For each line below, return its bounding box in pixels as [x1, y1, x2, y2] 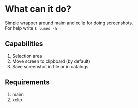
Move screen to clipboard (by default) [12, 58, 91, 64]
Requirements [5, 78, 50, 87]
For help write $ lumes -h [5, 25, 57, 31]
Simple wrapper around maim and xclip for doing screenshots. [5, 20, 133, 26]
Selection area [12, 53, 42, 59]
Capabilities [5, 40, 43, 48]
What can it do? [5, 3, 71, 15]
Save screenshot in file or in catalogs [12, 63, 89, 69]
